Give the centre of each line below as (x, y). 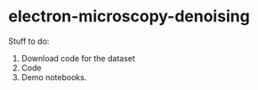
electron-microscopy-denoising (129, 16)
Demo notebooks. (54, 77)
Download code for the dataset (78, 58)
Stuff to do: (29, 41)
